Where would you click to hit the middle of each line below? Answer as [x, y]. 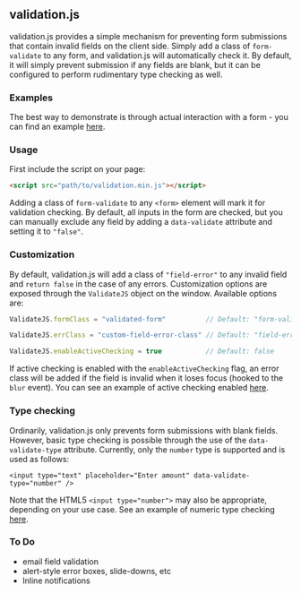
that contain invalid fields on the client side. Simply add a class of [130, 46]
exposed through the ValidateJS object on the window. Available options [143, 293]
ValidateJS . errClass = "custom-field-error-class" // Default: [130, 335]
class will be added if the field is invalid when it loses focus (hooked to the [146, 378]
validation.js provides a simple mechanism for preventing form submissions [148, 36]
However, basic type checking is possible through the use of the [128, 440]
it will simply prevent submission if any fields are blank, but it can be [135, 64]
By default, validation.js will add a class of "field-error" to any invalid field [148, 274]
